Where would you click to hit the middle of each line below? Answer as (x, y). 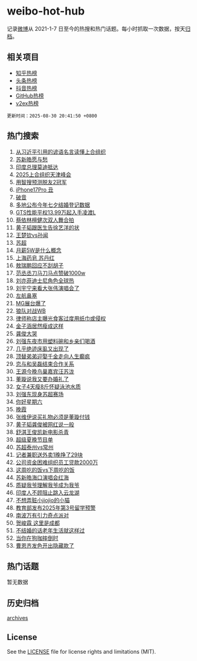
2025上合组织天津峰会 (44, 174)
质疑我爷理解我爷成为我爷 (47, 485)
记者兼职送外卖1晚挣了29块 (49, 454)
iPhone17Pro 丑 (34, 190)
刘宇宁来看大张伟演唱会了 (47, 288)
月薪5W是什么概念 (38, 250)
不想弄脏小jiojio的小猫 (43, 500)
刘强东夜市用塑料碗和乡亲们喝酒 (55, 341)
